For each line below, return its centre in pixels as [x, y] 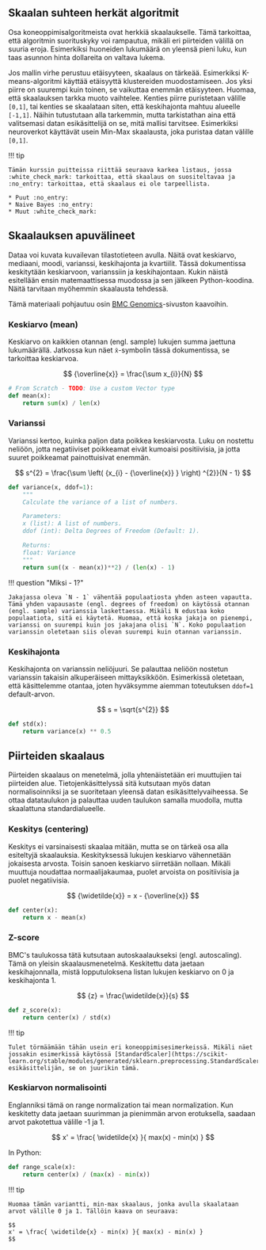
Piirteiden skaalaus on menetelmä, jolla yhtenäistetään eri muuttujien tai [125, 775]
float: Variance [49, 553]
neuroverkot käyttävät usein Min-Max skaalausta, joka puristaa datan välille [131, 131]
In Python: [25, 1153]
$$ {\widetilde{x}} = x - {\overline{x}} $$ [133, 895]
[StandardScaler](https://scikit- [171, 1054]
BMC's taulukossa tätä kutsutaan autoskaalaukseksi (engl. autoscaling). [125, 955]
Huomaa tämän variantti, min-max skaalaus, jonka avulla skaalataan [123, 1204]
